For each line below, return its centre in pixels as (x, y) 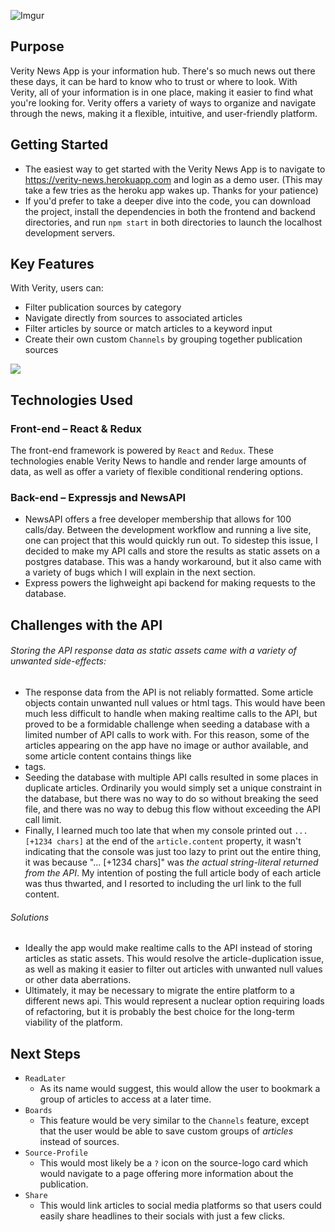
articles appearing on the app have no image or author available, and (166, 746)
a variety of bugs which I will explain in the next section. (140, 572)
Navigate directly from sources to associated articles (133, 318)
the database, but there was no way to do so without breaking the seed (171, 799)
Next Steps (45, 1053)
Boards (38, 1111)
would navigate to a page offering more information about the (166, 1174)
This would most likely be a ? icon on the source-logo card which (174, 1163)
